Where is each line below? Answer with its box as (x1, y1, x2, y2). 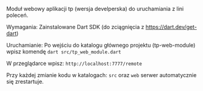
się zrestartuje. (6, 78, 44, 85)
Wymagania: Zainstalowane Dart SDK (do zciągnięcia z (6, 24, 144, 30)
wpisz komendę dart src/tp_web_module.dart (6, 48, 121, 55)
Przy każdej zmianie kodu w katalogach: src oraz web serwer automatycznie (6, 72, 197, 78)
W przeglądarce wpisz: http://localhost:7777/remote (6, 60, 142, 67)
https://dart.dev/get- (145, 24, 197, 30)
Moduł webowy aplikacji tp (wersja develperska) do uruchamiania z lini (6, 5, 184, 12)
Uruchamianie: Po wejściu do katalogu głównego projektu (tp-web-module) (6, 42, 196, 49)
